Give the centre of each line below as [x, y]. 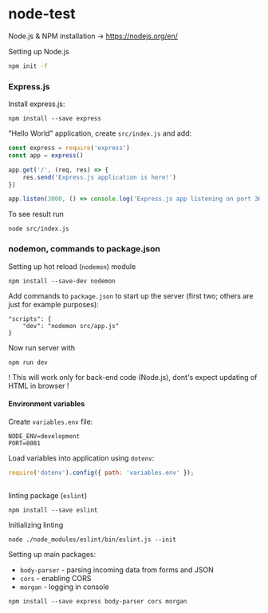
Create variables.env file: [51, 421]
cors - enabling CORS [55, 579]
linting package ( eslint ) [48, 496]
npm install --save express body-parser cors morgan [98, 602]
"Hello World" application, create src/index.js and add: [100, 133]
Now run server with [42, 347]
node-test [42, 14]
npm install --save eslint [53, 510]
